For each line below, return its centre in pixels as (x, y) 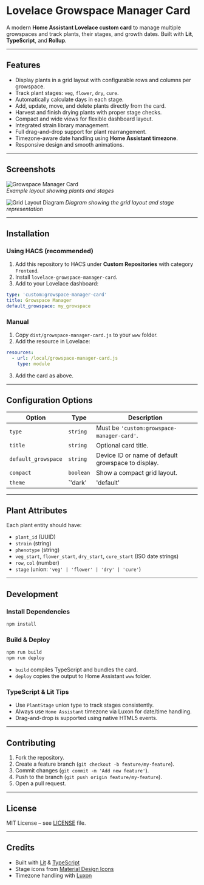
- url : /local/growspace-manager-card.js (65, 359)
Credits (21, 848)
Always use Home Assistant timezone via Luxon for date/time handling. (104, 712)
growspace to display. (127, 463)
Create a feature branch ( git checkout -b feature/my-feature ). (95, 764)
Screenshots (31, 170)
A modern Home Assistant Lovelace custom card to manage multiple (93, 27)
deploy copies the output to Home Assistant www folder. (83, 676)
